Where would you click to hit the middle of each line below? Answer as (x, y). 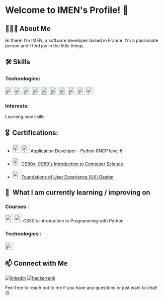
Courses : (17, 207)
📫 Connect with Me (37, 263)
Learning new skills (25, 116)
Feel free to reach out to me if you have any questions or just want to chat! (81, 288)
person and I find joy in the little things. (45, 46)
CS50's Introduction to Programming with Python (73, 221)
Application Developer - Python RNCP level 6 (77, 151)
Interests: (17, 105)
